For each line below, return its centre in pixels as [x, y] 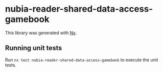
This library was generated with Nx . [41, 33]
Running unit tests [34, 48]
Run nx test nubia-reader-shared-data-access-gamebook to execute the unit [81, 60]
